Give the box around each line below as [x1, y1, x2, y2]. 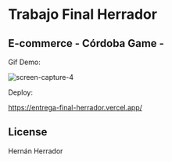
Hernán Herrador [8, 146, 63, 156]
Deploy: [8, 88, 34, 97]
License [8, 125, 48, 139]
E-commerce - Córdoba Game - [8, 37, 164, 50]
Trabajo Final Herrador [8, 5, 158, 23]
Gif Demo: [8, 57, 41, 67]
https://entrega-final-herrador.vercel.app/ [8, 103, 143, 112]
